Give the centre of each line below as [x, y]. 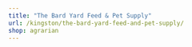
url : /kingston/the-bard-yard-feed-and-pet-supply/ [96, 23]
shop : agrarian [34, 30]
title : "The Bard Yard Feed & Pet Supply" [80, 16]
